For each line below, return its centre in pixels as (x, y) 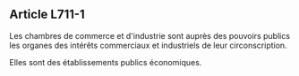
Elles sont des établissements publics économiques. (106, 62)
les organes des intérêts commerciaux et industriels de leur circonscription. (149, 45)
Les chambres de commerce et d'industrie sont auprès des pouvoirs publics (150, 35)
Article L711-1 (47, 15)
